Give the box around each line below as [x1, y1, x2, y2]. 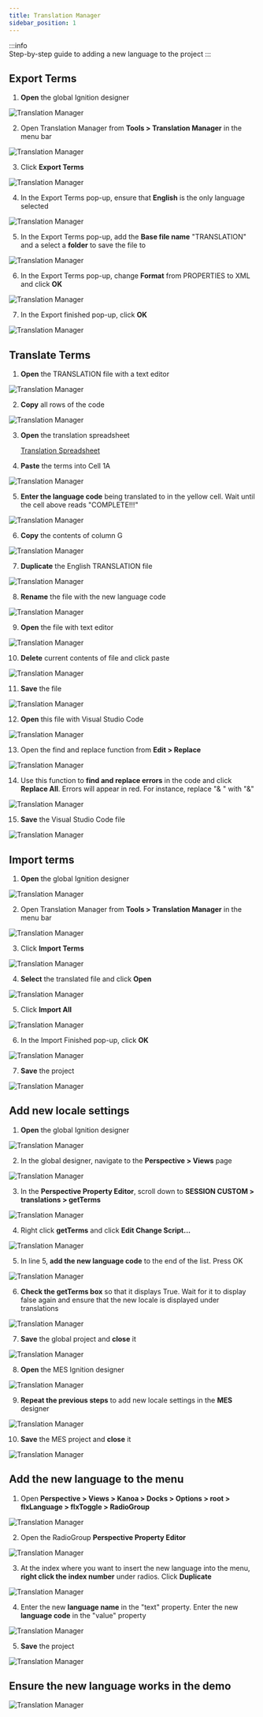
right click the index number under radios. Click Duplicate [20, 1572, 212, 1581]
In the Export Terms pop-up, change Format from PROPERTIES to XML [20, 271, 250, 281]
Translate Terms [9, 348, 91, 362]
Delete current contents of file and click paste [20, 653, 170, 663]
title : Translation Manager [9, 11, 102, 20]
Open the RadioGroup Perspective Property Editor [20, 1532, 186, 1542]
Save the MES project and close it [20, 1434, 131, 1444]
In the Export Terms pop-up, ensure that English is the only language [20, 193, 245, 202]
